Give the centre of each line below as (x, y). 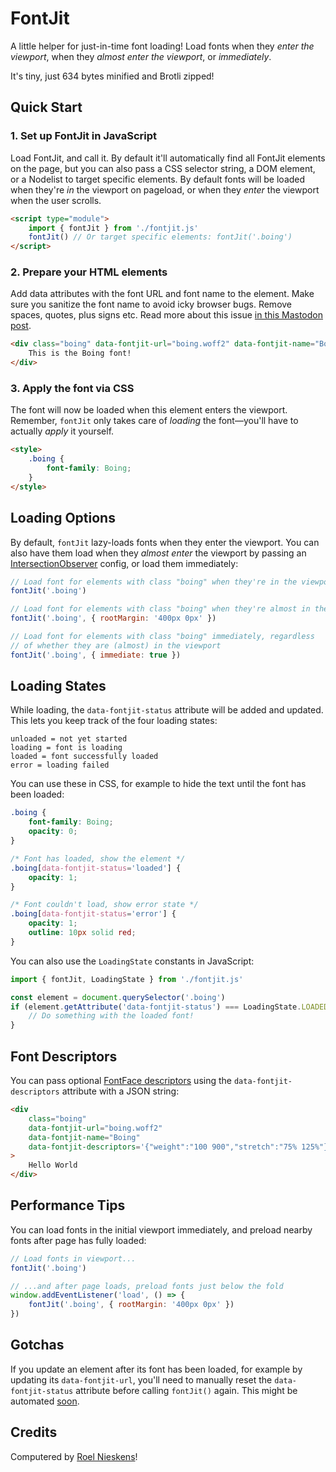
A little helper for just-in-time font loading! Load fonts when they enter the (162, 46)
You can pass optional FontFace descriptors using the (121, 1081)
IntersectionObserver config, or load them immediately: (124, 563)
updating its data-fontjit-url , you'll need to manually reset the (141, 1379)
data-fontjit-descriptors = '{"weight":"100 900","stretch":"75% (163, 1147)
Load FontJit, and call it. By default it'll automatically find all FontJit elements (168, 158)
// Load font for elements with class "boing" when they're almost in (160, 609)
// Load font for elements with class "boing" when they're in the (154, 582)
